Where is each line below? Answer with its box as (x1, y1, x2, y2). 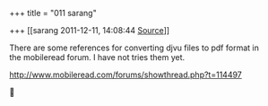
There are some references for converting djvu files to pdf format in (9, 42, 260, 53)
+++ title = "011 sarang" (9, 8, 97, 18)
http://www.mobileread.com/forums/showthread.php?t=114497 (9, 69, 242, 80)
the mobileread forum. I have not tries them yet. (9, 52, 186, 62)
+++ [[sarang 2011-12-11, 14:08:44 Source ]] (9, 25, 170, 35)
